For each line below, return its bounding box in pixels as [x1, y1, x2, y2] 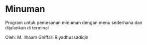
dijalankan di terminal [5, 24, 49, 30]
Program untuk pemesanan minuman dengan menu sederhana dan [5, 20, 143, 25]
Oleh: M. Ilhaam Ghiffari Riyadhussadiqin [5, 34, 89, 40]
